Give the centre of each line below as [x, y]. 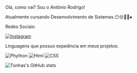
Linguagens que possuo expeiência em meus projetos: [62, 46]
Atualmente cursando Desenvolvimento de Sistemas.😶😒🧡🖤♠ [69, 17]
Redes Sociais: [21, 26]
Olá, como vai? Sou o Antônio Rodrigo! [45, 7]
